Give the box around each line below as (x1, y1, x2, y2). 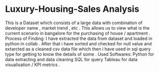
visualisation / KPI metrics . (5, 62, 60, 68)
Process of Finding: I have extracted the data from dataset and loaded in (5, 36, 153, 41)
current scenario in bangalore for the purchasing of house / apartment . (5, 30, 151, 36)
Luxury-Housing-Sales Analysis (5, 3, 140, 15)
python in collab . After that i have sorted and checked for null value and (5, 40, 152, 46)
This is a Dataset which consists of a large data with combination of (5, 20, 143, 26)
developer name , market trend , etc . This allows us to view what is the (5, 25, 150, 31)
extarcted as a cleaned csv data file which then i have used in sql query (5, 46, 151, 52)
